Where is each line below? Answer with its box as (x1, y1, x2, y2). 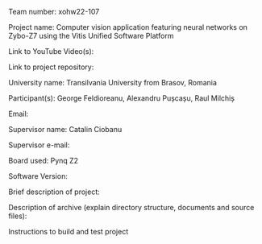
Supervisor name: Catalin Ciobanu (8, 125, 123, 134)
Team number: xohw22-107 (8, 7, 100, 16)
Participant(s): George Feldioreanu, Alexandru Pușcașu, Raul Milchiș (8, 93, 235, 103)
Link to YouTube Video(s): (8, 47, 94, 56)
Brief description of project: (8, 187, 100, 196)
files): (8, 211, 27, 221)
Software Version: (8, 172, 69, 180)
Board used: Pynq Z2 (8, 156, 79, 165)
